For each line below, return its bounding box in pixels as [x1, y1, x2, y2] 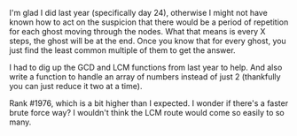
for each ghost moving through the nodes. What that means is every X [9, 26, 266, 36]
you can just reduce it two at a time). [9, 81, 143, 91]
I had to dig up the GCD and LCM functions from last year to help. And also [9, 62, 283, 72]
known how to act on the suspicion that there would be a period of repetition [9, 17, 289, 27]
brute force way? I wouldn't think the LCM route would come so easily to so [9, 108, 285, 117]
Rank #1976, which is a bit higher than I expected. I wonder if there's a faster [9, 98, 289, 109]
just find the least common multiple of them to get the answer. [9, 45, 237, 56]
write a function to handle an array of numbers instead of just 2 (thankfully [9, 72, 281, 82]
